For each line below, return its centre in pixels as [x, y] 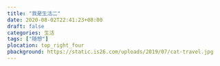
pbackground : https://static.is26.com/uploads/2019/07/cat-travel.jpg [110, 52]
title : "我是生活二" [34, 13]
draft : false [26, 26]
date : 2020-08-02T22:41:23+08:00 [55, 20]
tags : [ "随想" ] [28, 39]
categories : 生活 [31, 33]
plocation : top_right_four [46, 45]
